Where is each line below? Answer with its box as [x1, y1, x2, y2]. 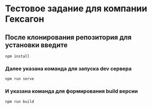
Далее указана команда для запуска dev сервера [5, 65, 132, 72]
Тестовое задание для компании [5, 3, 148, 14]
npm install [5, 54, 30, 59]
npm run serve [5, 76, 35, 81]
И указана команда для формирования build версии [5, 88, 138, 95]
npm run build [5, 99, 35, 104]
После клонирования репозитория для [5, 33, 132, 41]
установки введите [5, 40, 68, 49]
